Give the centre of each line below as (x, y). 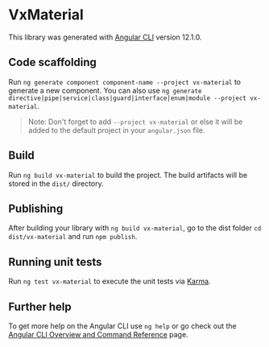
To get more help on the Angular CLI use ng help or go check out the (122, 326)
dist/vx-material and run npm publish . (73, 237)
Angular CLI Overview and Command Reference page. (98, 335)
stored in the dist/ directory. (56, 184)
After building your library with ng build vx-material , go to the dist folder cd (135, 228)
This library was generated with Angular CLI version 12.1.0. (105, 37)
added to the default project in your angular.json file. (116, 130)
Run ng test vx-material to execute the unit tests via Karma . (110, 281)
